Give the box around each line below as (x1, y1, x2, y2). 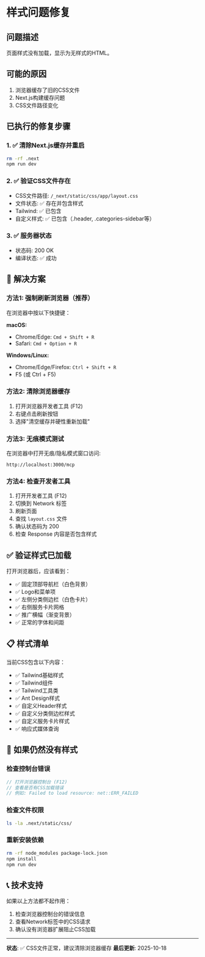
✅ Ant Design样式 (15, 694, 60, 702)
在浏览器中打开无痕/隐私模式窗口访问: (6, 449, 101, 457)
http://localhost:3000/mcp (6, 462, 75, 468)
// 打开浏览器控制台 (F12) (6, 779, 68, 785)
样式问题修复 (6, 6, 71, 20)
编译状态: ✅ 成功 (15, 254, 57, 261)
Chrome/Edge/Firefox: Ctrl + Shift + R (15, 363, 117, 370)
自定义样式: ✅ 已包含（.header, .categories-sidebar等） (15, 215, 155, 222)
